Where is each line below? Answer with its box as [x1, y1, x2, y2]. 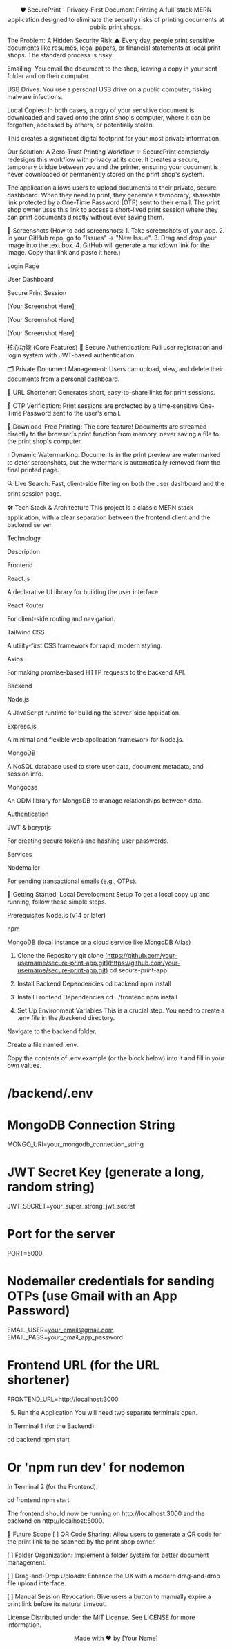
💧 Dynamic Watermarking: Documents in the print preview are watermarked [7, 451, 221, 458]
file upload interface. [7, 1578, 66, 1587]
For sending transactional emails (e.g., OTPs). [7, 877, 137, 885]
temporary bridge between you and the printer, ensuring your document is [7, 163, 219, 171]
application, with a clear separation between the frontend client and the [7, 513, 211, 522]
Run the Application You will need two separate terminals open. [17, 1408, 198, 1416]
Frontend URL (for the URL [7, 1357, 160, 1373]
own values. [7, 1062, 41, 1069]
